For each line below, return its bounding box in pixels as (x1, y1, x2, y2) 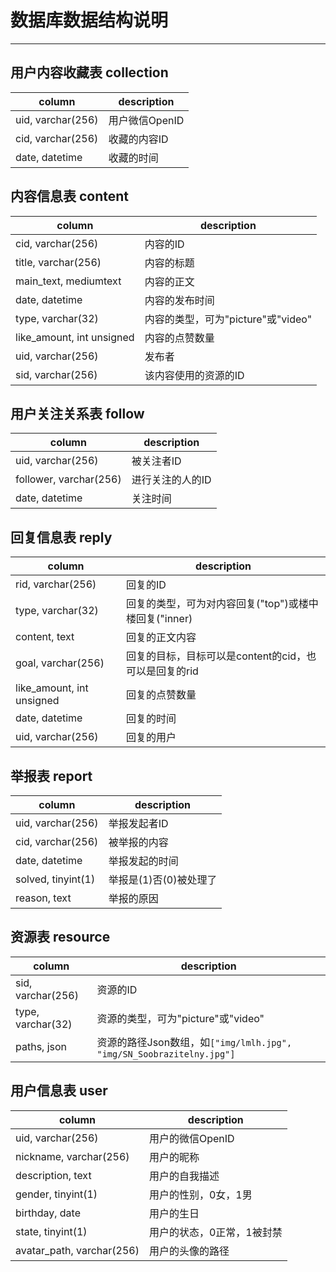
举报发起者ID (108, 817, 169, 830)
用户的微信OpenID (148, 1131, 235, 1145)
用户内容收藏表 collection (10, 64, 169, 81)
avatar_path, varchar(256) (15, 1243, 140, 1257)
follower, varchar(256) (15, 472, 122, 486)
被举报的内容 (108, 836, 169, 849)
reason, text (15, 891, 72, 905)
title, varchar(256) (15, 255, 102, 269)
